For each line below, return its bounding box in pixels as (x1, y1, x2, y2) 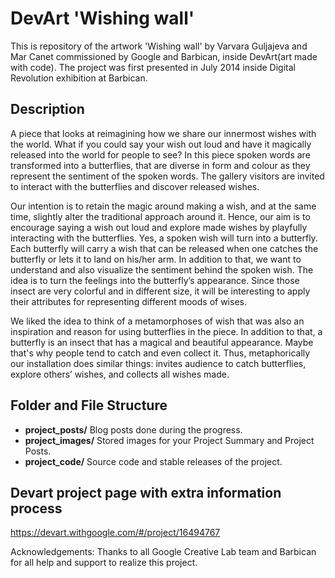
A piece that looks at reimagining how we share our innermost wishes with (10, 127, 317, 139)
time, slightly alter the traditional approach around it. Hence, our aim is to (10, 210, 311, 222)
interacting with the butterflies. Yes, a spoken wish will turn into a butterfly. (10, 232, 318, 244)
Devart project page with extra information (10, 484, 282, 501)
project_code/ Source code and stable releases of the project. (24, 455, 283, 467)
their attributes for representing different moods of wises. (10, 295, 247, 307)
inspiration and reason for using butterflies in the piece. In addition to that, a (10, 325, 323, 337)
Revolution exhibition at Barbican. (10, 72, 148, 84)
